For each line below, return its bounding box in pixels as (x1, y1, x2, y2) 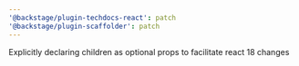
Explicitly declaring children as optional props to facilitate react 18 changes (8, 46, 290, 57)
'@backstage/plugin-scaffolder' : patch (8, 22, 160, 31)
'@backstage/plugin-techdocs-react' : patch (8, 13, 177, 23)
